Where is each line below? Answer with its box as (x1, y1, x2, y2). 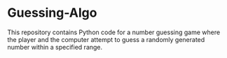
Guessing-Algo (7, 5, 97, 21)
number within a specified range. (7, 43, 103, 51)
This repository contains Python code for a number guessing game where (7, 28, 221, 36)
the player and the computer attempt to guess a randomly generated (7, 35, 205, 43)
